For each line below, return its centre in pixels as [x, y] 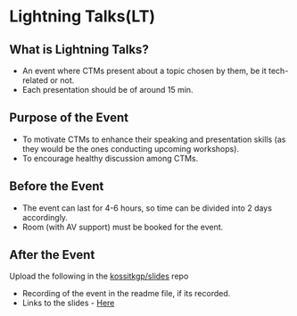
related [35, 80]
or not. [62, 80]
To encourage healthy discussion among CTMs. [110, 158]
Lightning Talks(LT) [82, 17]
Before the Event [57, 186]
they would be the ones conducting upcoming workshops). [130, 148]
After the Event [52, 255]
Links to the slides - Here [68, 303]
